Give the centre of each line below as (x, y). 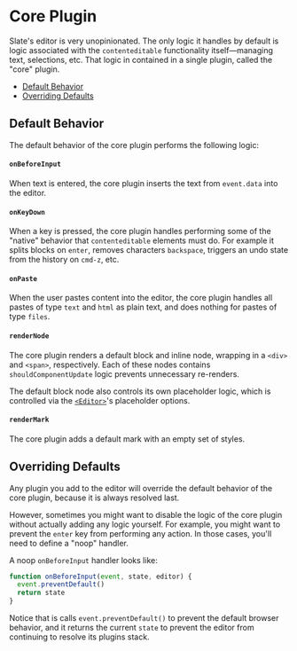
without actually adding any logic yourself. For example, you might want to (145, 524)
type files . (30, 317)
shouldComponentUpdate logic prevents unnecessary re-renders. (124, 373)
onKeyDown (27, 212)
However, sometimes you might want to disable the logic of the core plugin (146, 514)
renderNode (29, 336)
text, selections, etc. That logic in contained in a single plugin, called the (141, 59)
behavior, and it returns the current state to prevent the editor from (132, 628)
